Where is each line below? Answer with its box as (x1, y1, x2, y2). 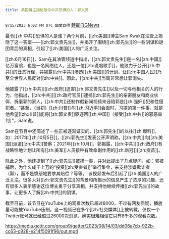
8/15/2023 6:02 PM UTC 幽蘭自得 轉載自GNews (5, 22, 100, 28)
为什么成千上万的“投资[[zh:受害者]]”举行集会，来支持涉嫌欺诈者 (18, 164, 150, 170)
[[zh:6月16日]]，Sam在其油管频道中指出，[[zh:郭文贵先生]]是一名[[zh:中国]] (5, 56, 162, 62)
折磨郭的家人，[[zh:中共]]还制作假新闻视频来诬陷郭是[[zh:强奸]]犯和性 (14, 98, 159, 104)
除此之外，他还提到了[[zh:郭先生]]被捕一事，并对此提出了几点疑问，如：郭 (5, 158, 160, 164)
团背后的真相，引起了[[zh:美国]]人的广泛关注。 (5, 45, 102, 51)
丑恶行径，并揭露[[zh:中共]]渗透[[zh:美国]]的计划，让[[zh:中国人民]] (17, 69, 157, 75)
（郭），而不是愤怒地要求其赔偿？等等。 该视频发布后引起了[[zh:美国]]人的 (5, 170, 159, 176)
